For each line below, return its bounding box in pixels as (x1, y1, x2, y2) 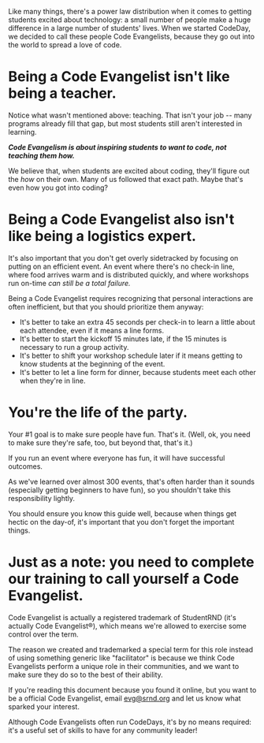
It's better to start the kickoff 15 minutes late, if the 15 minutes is (19, 334, 227, 344)
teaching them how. (8, 150, 75, 160)
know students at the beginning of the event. (19, 358, 165, 369)
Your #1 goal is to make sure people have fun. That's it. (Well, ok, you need (8, 429, 251, 439)
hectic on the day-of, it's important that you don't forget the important (8, 517, 235, 526)
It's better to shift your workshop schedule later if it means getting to (19, 351, 243, 360)
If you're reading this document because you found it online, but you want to (8, 685, 257, 694)
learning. (8, 127, 37, 136)
